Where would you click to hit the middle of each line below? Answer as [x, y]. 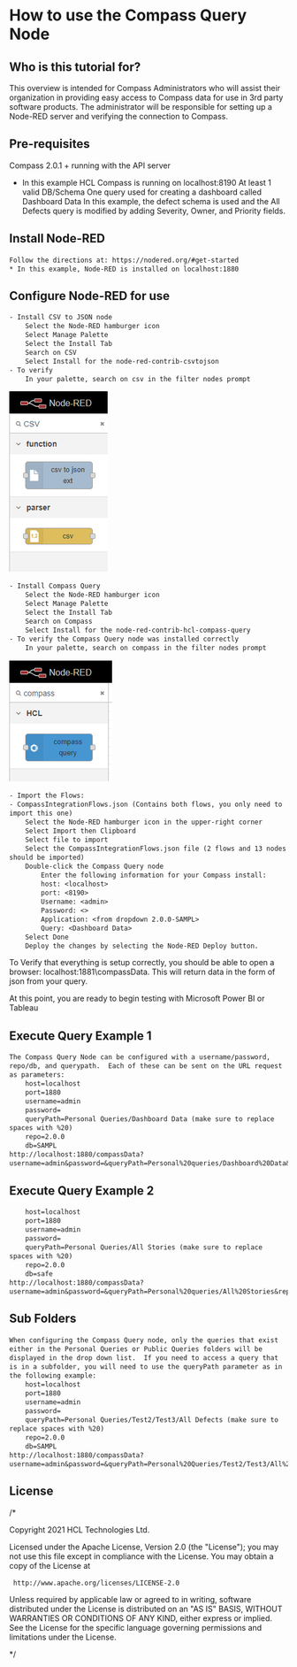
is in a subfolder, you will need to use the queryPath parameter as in [146, 1367]
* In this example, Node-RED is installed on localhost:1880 [124, 269]
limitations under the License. [63, 1637]
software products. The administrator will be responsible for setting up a [141, 107]
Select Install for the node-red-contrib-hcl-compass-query [138, 630]
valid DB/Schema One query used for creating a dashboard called [142, 192]
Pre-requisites [49, 144]
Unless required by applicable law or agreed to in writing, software [130, 1599]
